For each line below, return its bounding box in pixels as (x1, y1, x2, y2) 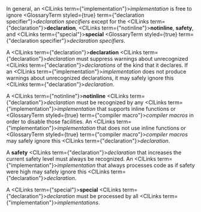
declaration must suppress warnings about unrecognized (46, 55, 188, 62)
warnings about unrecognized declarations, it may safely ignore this (6, 75, 174, 81)
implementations (56, 199, 99, 206)
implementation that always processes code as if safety (56, 162, 195, 169)
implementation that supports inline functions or (56, 105, 176, 112)
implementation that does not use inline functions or (56, 125, 186, 131)
